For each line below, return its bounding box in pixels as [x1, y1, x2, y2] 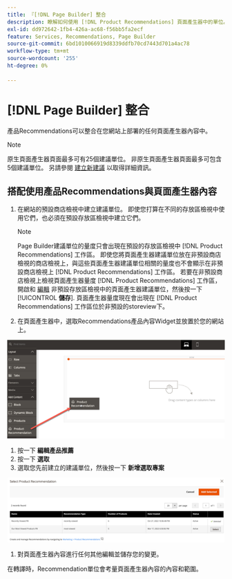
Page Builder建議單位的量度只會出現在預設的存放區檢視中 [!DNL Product [17, 242, 223, 250]
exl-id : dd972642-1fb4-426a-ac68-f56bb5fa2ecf [7, 26, 144, 33]
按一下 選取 [17, 455, 50, 463]
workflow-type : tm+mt [7, 48, 70, 55]
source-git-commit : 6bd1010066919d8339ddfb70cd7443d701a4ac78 [7, 40, 190, 48]
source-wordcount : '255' [7, 55, 79, 62]
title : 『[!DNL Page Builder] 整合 [7, 11, 106, 18]
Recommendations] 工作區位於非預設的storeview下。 [17, 302, 169, 311]
